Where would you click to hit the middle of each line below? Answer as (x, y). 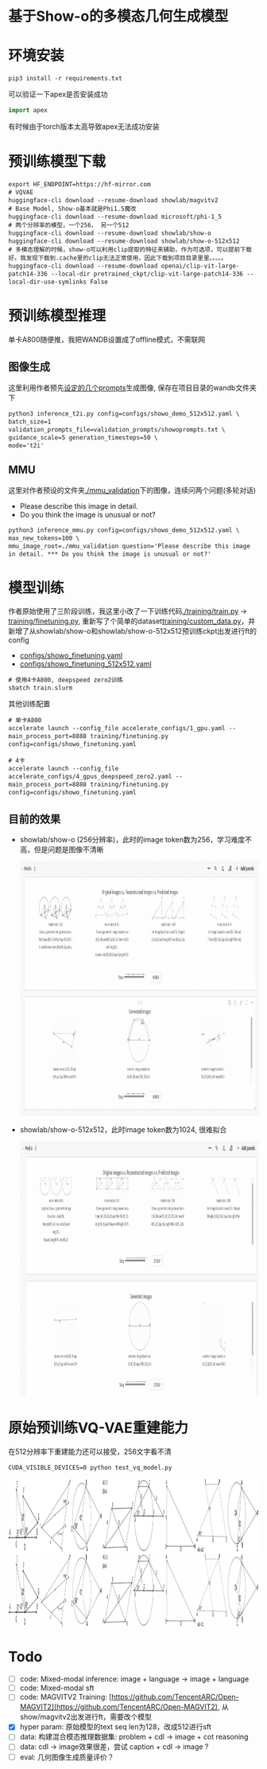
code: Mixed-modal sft (57, 1688)
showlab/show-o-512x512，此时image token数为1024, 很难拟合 (123, 1130)
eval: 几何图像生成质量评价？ (67, 1757)
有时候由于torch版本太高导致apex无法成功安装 (84, 127)
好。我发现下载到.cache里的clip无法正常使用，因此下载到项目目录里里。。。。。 (118, 258)
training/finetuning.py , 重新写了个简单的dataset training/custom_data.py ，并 (132, 621)
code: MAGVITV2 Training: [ (66, 1697)
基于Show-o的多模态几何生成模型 (118, 16)
